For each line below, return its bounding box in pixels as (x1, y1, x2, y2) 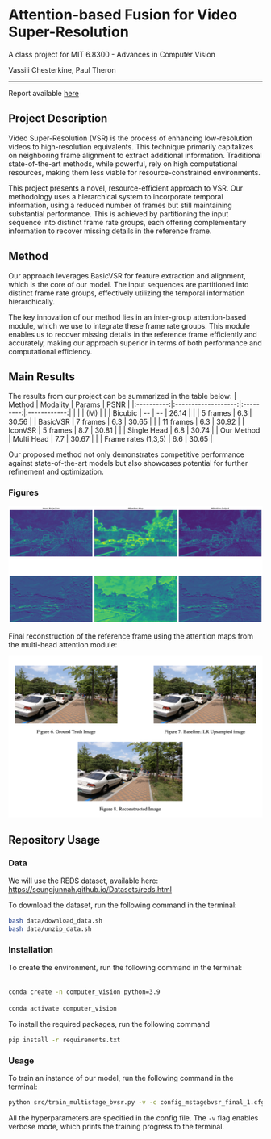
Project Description (8, 111, 108, 126)
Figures (8, 487, 39, 498)
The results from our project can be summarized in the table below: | (8, 392, 236, 401)
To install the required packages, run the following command (8, 1020, 210, 1029)
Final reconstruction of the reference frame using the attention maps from (8, 631, 254, 641)
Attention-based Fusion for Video (8, 6, 238, 24)
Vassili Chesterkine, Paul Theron (8, 65, 116, 74)
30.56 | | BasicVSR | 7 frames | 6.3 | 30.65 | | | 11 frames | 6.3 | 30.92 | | (8, 417, 244, 427)
